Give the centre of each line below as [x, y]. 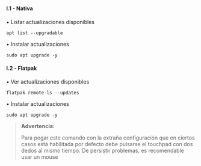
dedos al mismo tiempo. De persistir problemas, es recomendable [103, 150]
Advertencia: [38, 126]
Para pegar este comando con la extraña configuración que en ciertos [108, 138]
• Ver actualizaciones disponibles [48, 81]
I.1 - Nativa [20, 8]
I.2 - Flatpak [22, 69]
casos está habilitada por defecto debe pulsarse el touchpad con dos [107, 144]
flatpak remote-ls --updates [43, 93]
